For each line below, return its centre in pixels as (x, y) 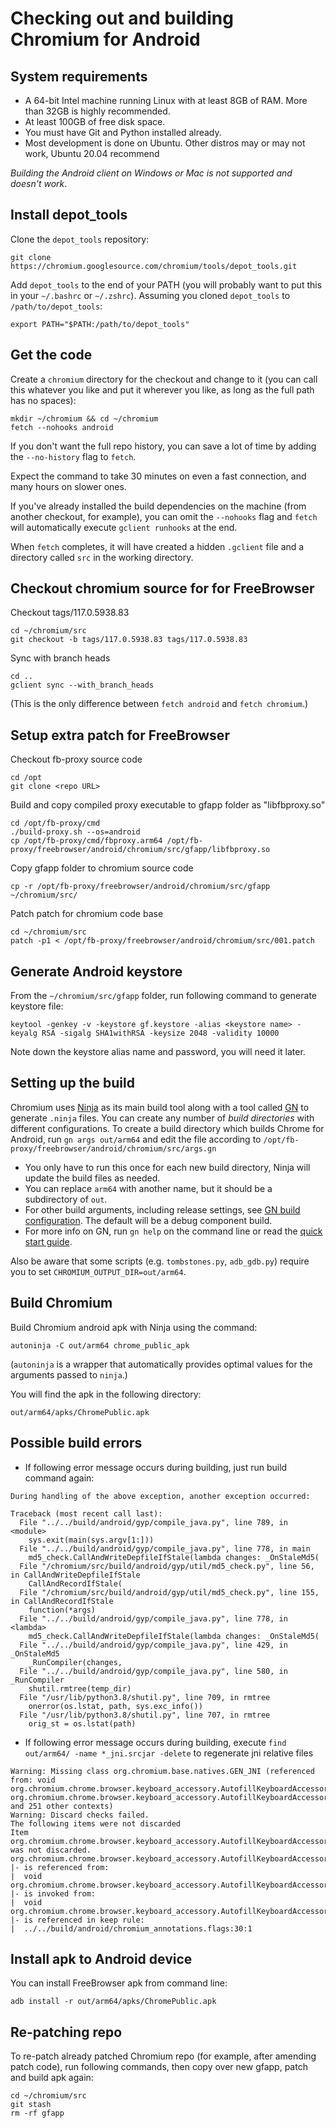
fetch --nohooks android (62, 427)
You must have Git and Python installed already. (123, 132)
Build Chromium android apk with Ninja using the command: (134, 1327)
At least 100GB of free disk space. (95, 121)
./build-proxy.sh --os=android (75, 832)
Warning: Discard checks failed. (80, 1815)
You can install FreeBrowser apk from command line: (119, 1983)
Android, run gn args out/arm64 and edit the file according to (136, 1139)
